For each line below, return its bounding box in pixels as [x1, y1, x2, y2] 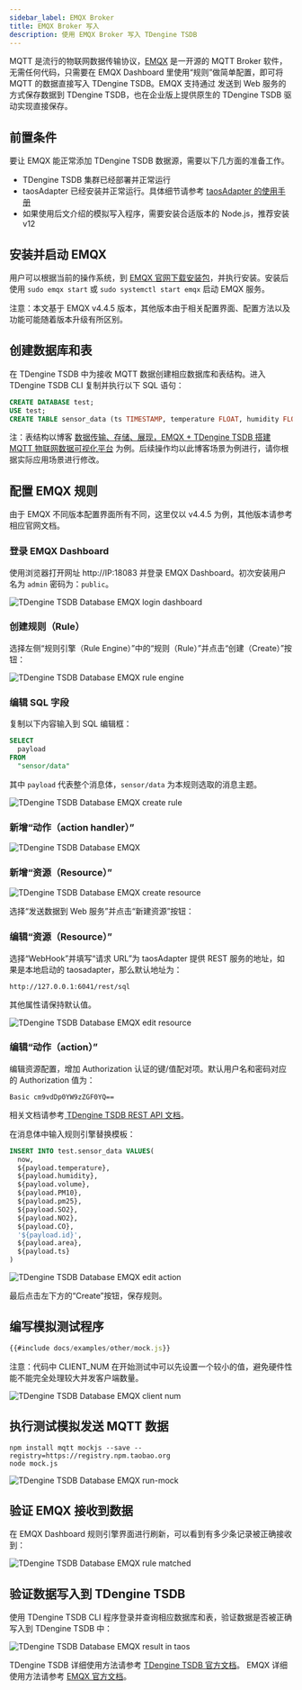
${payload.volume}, [17, 1180, 91, 1189]
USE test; [9, 406, 47, 415]
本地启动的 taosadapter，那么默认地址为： [24, 964, 182, 975]
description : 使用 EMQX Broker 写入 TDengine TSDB [9, 30, 198, 39]
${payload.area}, [17, 1239, 83, 1248]
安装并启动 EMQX [9, 247, 108, 262]
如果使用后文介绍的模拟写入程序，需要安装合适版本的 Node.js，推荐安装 [22, 208, 290, 219]
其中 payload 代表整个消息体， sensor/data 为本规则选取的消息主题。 [9, 778, 262, 789]
